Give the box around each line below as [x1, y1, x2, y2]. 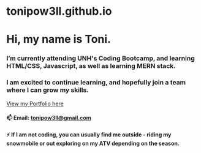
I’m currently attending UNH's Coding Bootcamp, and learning [6, 54, 195, 62]
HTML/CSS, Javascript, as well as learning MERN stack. [6, 62, 176, 70]
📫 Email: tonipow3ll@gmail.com [6, 114, 92, 122]
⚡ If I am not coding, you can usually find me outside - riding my [6, 130, 172, 138]
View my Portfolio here [6, 100, 64, 107]
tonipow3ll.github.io [6, 4, 112, 18]
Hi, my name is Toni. [6, 32, 112, 47]
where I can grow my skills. [6, 86, 89, 94]
